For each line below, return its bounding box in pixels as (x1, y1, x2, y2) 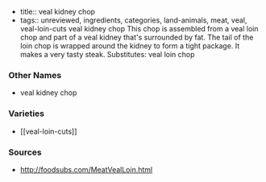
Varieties (8, 108, 44, 119)
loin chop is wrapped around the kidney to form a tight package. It (19, 41, 240, 51)
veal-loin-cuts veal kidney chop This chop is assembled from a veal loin (19, 24, 259, 33)
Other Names (8, 69, 62, 81)
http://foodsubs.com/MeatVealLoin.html (19, 164, 153, 174)
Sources (8, 147, 42, 158)
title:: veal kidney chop (19, 7, 95, 16)
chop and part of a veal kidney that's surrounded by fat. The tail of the (19, 32, 254, 42)
